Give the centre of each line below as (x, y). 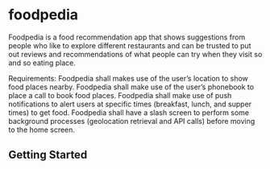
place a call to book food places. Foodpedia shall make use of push (120, 95)
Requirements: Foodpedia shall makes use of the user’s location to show (128, 78)
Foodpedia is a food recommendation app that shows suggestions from (127, 37)
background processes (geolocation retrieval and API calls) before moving (132, 121)
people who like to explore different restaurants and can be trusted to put (130, 45)
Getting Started (48, 155)
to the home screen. (42, 130)
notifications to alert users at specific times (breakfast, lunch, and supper (130, 104)
